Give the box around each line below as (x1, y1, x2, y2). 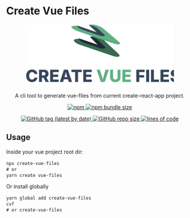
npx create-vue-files (6, 160, 60, 166)
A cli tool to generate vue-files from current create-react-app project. (14, 92, 185, 99)
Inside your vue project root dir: (6, 148, 83, 155)
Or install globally (6, 183, 49, 190)
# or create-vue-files (6, 207, 62, 213)
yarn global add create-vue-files (6, 195, 92, 201)
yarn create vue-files (6, 172, 62, 178)
